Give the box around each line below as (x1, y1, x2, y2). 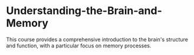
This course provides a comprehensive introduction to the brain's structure (6, 36, 189, 43)
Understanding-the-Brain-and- (6, 4, 162, 18)
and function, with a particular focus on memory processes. (6, 42, 152, 49)
